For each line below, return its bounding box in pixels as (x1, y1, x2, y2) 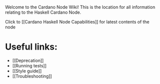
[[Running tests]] (12, 62, 47, 68)
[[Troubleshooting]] (12, 73, 52, 79)
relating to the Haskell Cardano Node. (5, 9, 81, 15)
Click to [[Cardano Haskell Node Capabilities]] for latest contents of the (5, 19, 150, 25)
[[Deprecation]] (12, 57, 44, 63)
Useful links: (5, 41, 58, 53)
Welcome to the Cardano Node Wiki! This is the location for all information (5, 4, 156, 10)
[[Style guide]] (12, 68, 42, 74)
